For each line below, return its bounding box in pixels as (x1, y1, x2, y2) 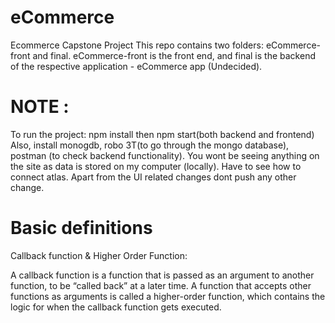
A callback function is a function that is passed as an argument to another (10, 269, 315, 281)
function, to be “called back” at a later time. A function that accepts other (10, 279, 312, 291)
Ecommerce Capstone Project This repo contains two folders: (10, 39, 264, 51)
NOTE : (10, 96, 70, 118)
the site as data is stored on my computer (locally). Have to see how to (10, 160, 302, 172)
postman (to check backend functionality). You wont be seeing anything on (10, 149, 320, 161)
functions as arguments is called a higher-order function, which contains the (10, 290, 326, 302)
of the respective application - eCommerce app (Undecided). (10, 60, 263, 72)
